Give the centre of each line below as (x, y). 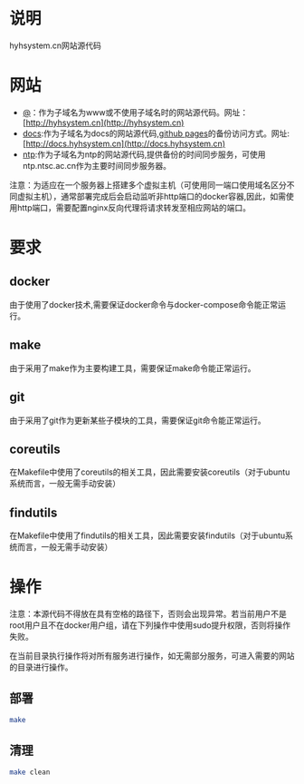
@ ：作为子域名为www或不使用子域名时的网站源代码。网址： (135, 112)
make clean (30, 772)
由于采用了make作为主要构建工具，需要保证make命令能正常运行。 (133, 367)
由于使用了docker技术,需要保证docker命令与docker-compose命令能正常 (144, 304)
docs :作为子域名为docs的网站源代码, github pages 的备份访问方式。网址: (156, 133)
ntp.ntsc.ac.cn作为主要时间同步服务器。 (97, 165)
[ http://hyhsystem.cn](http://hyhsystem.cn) (103, 122)
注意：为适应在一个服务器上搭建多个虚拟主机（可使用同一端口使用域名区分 (148, 185)
